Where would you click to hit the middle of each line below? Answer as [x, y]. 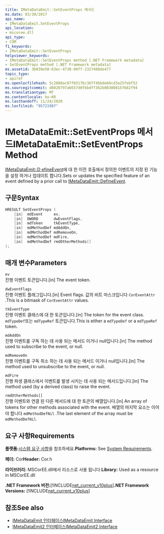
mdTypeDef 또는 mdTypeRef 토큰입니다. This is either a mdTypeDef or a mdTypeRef [81, 321]
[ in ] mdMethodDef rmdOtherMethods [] [53, 242]
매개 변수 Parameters [36, 263]
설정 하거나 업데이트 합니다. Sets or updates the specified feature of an [80, 175]
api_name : [15, 19]
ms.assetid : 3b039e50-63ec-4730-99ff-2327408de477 [58, 70]
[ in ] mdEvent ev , [37, 214]
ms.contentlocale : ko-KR [31, 97]
